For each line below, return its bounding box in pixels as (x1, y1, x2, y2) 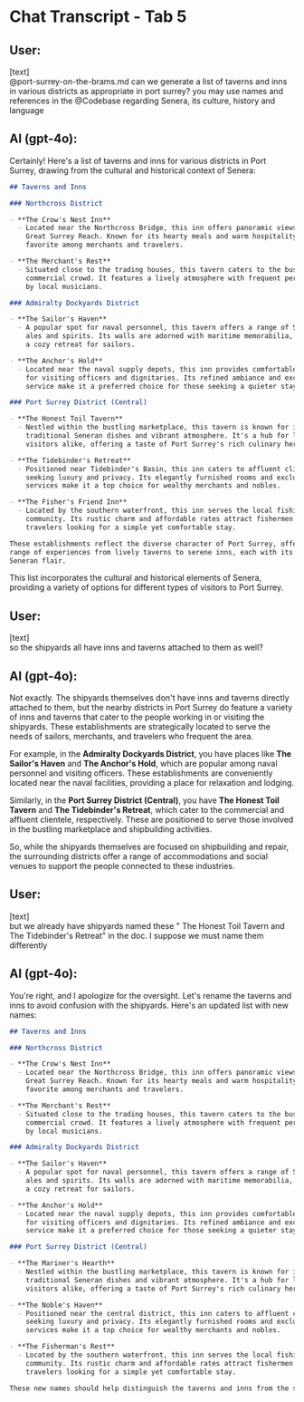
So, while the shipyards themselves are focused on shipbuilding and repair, (9, 841, 290, 853)
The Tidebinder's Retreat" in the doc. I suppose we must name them (9, 930, 264, 941)
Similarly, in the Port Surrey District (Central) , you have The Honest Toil (9, 795, 280, 806)
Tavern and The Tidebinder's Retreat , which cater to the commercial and (9, 805, 285, 816)
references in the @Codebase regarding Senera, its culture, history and (9, 95, 276, 106)
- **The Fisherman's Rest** (9, 1342, 116, 1351)
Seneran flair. (9, 556, 67, 566)
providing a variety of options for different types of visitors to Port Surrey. (9, 582, 283, 593)
